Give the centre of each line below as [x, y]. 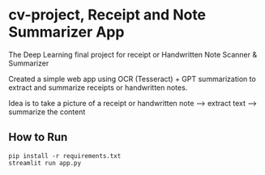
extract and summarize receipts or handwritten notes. [98, 87]
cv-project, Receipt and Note [107, 15]
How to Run [38, 137]
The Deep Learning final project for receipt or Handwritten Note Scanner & [133, 54]
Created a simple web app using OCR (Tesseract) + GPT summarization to [132, 79]
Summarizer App [66, 32]
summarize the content [47, 112]
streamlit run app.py [45, 163]
